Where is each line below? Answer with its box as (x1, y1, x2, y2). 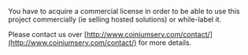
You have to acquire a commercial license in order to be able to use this (8, 7, 240, 15)
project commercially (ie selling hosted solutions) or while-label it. (8, 15, 222, 24)
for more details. (138, 38, 192, 47)
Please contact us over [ (8, 30, 87, 39)
